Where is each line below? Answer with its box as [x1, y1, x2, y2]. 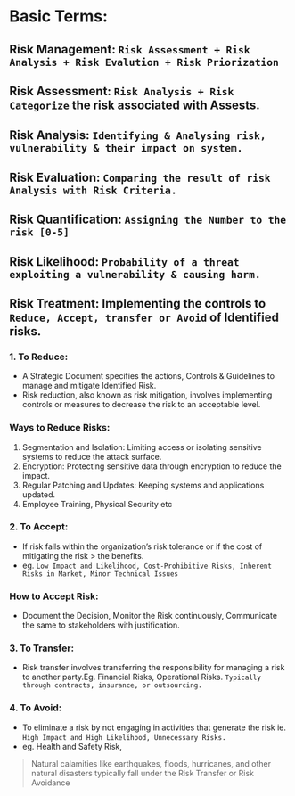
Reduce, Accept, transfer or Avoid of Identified [9, 309, 279, 324]
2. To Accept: [9, 521, 69, 533]
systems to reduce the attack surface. [21, 451, 162, 462]
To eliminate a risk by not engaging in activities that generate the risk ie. [21, 722, 287, 733]
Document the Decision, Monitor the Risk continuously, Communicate [21, 611, 278, 621]
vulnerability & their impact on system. [9, 142, 243, 155]
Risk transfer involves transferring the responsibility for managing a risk [21, 662, 285, 673]
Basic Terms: [9, 6, 109, 27]
